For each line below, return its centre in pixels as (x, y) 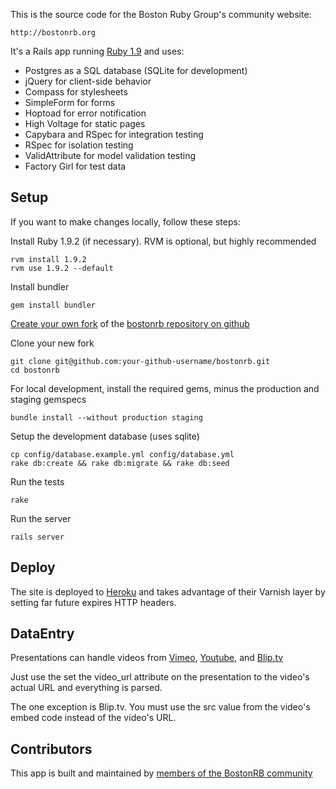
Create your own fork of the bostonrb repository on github (130, 323)
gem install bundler (53, 305)
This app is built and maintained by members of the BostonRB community (161, 773)
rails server (37, 537)
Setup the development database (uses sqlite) (105, 436)
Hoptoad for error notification (85, 113)
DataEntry (42, 634)
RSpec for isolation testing (79, 145)
